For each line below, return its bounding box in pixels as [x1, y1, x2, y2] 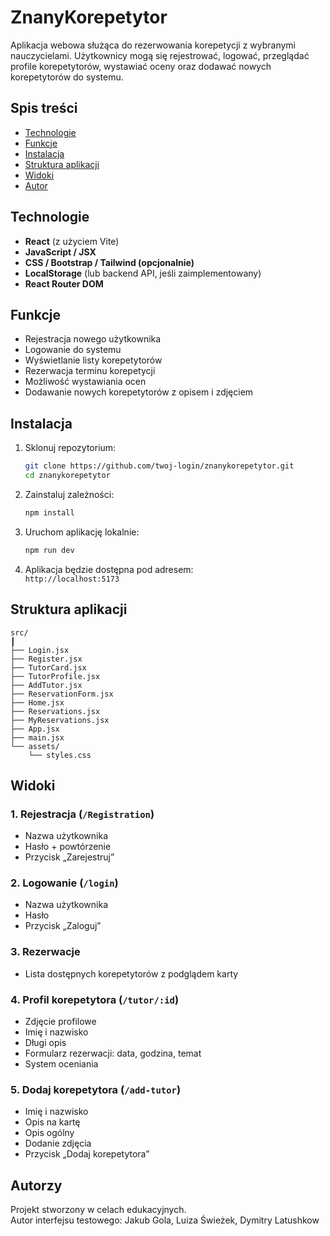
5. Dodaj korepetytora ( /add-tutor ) [10, 1083, 182, 1096]
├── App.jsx [10, 724, 60, 734]
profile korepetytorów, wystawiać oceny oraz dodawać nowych [10, 60, 272, 72]
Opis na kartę [24, 1116, 81, 1128]
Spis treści [10, 100, 78, 117]
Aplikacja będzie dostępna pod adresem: [24, 563, 194, 575]
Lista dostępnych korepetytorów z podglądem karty [24, 967, 239, 980]
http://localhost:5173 [24, 574, 120, 584]
